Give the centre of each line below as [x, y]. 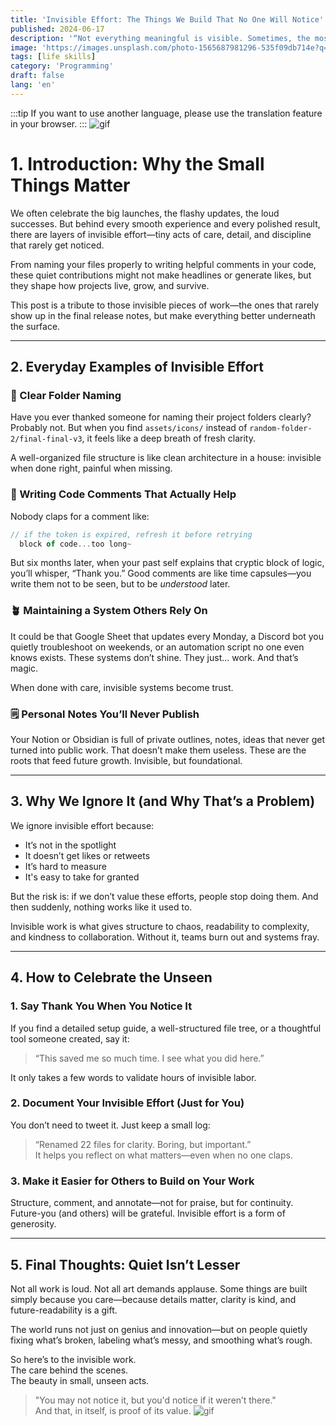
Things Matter [70, 185]
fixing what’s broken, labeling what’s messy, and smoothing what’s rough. [161, 1340]
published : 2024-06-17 [57, 29]
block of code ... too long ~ [75, 544]
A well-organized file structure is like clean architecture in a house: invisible [166, 458]
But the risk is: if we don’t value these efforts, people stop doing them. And [164, 896]
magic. [24, 668]
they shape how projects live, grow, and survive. [110, 285]
